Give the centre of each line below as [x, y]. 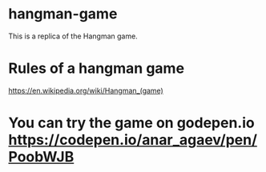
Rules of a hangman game [97, 68]
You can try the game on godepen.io [131, 123]
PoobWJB [41, 157]
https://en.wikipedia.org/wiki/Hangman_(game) [86, 90]
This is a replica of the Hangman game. [73, 36]
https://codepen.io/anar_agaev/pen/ [133, 140]
